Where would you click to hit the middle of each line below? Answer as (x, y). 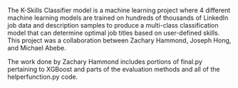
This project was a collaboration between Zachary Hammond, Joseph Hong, (119, 40)
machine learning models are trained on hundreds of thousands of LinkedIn (118, 18)
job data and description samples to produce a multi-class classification (113, 25)
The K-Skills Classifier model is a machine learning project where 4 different (119, 10)
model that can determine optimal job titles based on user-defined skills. (114, 33)
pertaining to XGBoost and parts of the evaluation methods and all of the (114, 69)
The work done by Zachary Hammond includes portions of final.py (105, 62)
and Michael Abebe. (37, 48)
